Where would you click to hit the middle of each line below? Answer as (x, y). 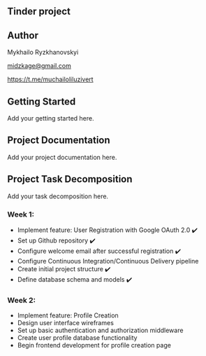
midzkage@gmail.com (39, 66)
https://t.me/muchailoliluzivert (50, 79)
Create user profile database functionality (77, 338)
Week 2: (22, 300)
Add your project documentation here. (62, 157)
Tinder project (39, 12)
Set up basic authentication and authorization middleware (100, 330)
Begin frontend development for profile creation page (94, 345)
